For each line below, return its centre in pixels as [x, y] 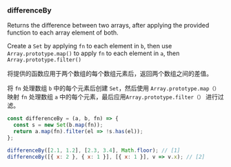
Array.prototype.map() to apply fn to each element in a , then [93, 53]
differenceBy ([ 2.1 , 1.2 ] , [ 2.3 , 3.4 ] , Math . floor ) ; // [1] [94, 150]
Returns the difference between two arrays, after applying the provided [108, 26]
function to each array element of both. [63, 32]
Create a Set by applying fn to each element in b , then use [90, 46]
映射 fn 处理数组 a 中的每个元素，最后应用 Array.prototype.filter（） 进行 [113, 97]
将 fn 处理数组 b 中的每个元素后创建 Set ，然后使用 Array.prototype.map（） [113, 88]
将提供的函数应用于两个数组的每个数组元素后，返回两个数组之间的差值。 [110, 74]
